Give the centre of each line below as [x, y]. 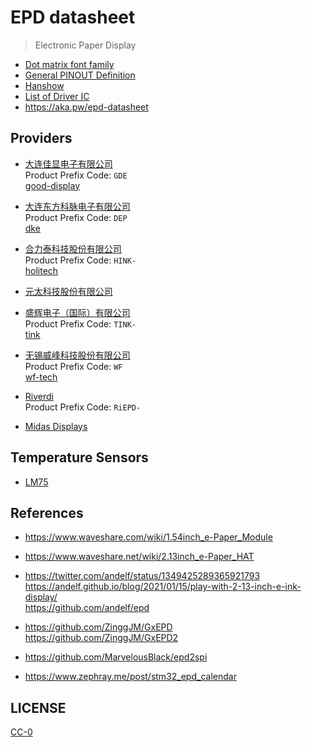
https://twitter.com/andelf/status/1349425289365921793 [142, 576]
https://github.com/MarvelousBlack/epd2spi [116, 657]
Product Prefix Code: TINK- [80, 323]
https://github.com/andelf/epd [87, 608]
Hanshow [44, 85]
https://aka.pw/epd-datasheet [86, 107]
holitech [41, 270]
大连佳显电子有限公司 [68, 163]
